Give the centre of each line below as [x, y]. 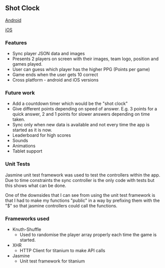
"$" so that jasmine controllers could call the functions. [61, 205]
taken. [19, 119]
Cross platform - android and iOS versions [55, 80]
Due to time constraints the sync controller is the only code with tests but [80, 180]
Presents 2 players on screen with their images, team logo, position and [85, 59]
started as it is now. [32, 130]
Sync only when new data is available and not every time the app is [81, 125]
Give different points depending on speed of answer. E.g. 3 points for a [85, 109]
